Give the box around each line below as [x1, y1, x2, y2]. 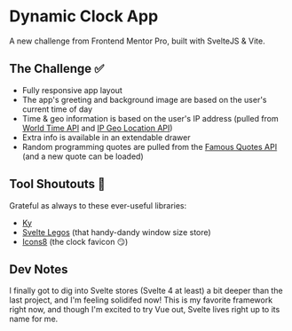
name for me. [9, 313, 59, 325]
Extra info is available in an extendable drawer [21, 131, 191, 143]
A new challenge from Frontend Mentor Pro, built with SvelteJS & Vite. [9, 35, 265, 46]
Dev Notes [9, 262, 68, 277]
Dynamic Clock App [9, 6, 159, 27]
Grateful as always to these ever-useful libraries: [9, 200, 187, 210]
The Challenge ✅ [9, 61, 105, 76]
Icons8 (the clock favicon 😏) [21, 236, 129, 247]
